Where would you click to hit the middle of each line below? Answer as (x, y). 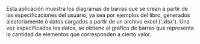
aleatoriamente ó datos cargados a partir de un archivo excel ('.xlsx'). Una (98, 21)
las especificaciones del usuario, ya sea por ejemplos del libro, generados (98, 15)
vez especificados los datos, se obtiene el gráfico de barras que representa (100, 28)
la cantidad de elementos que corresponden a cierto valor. (79, 34)
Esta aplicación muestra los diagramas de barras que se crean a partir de (97, 9)
